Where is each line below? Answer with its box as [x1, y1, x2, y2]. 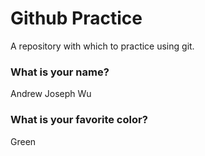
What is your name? [10, 65, 110, 79]
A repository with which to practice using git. [10, 40, 195, 52]
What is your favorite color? [10, 113, 148, 127]
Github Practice [10, 7, 143, 30]
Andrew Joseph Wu [10, 88, 92, 100]
